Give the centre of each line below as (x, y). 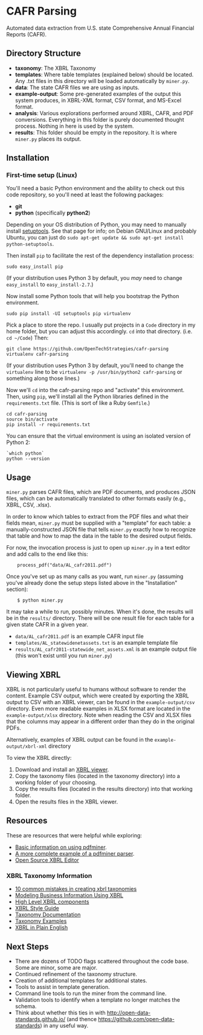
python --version (28, 459)
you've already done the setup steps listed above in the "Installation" (92, 583)
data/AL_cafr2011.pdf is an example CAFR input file (79, 636)
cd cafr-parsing (27, 414)
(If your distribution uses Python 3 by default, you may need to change (94, 278)
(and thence (82, 1019)
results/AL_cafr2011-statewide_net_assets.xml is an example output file (106, 649)
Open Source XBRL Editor (47, 860)
